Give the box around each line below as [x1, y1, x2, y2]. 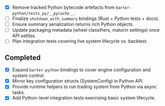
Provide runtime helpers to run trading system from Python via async [12, 84, 157, 90]
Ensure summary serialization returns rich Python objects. [12, 21, 134, 28]
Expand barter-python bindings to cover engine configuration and [12, 67, 151, 73]
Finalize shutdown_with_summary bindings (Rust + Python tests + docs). [12, 15, 160, 22]
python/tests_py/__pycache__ [12, 11, 74, 16]
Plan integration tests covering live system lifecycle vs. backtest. [12, 38, 148, 44]
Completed [5, 53, 41, 62]
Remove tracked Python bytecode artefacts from [12, 5, 115, 10]
